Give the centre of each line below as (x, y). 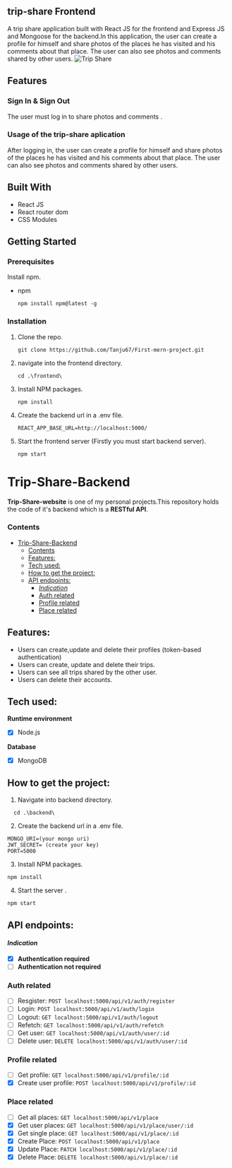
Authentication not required (59, 967)
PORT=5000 (22, 851)
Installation (27, 322)
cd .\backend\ (34, 813)
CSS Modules (37, 219)
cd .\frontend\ (40, 376)
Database (22, 747)
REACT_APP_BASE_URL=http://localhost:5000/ (83, 428)
